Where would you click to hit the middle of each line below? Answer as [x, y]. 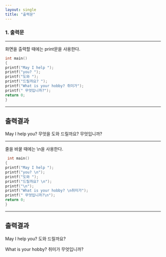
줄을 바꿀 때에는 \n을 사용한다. [34, 149]
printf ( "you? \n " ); [25, 172]
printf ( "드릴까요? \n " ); [29, 181]
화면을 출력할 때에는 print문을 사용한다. [43, 49]
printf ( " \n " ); [20, 186]
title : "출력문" [20, 14]
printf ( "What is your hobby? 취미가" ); [44, 86]
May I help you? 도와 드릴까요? [35, 239]
